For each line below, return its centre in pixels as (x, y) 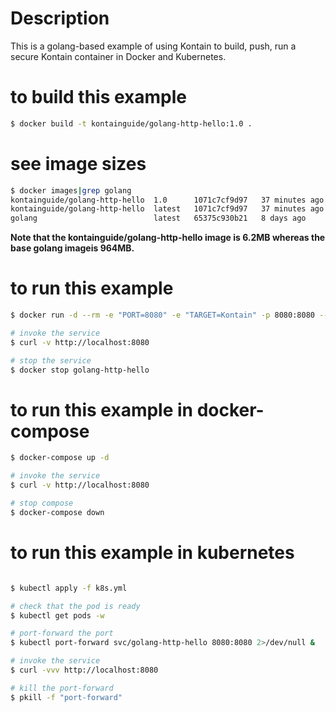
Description (60, 18)
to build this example (99, 97)
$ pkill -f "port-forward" (66, 697)
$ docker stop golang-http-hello (80, 370)
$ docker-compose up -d (60, 458)
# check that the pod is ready (75, 606)
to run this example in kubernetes (152, 553)
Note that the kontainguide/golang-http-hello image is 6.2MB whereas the (168, 238)
